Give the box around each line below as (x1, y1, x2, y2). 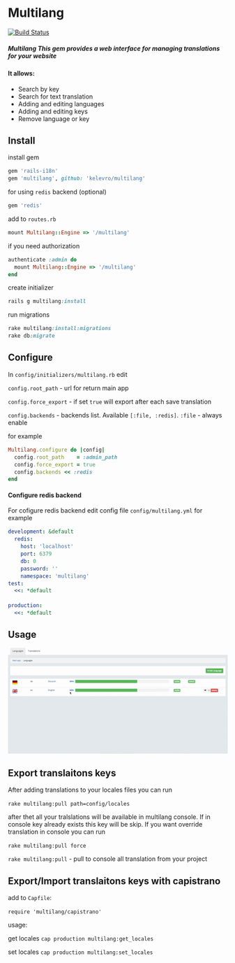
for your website (8, 51, 57, 60)
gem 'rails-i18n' (8, 168, 59, 175)
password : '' (20, 565, 59, 572)
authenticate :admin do (8, 256, 77, 263)
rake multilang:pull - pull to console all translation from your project (8, 855, 208, 863)
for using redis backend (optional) (8, 187, 107, 197)
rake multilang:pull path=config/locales (8, 801, 130, 808)
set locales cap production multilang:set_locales (8, 948, 153, 956)
